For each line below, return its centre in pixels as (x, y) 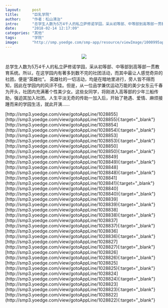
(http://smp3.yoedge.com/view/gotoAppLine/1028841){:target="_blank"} (80, 183)
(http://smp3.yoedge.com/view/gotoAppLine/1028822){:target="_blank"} (80, 300)
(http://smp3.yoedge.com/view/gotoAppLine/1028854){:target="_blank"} (80, 130)
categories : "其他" (25, 33)
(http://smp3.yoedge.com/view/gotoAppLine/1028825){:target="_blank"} (80, 268)
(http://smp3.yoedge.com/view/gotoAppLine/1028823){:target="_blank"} (80, 289)
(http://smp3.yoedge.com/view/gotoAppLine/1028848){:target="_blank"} (80, 172)
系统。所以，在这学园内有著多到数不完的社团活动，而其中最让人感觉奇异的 (86, 72)
